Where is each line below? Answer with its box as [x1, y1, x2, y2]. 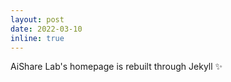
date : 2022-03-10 [10, 24, 83, 34]
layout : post [10, 14, 65, 25]
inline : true [10, 33, 65, 43]
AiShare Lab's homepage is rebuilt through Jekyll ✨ [10, 61, 223, 73]
